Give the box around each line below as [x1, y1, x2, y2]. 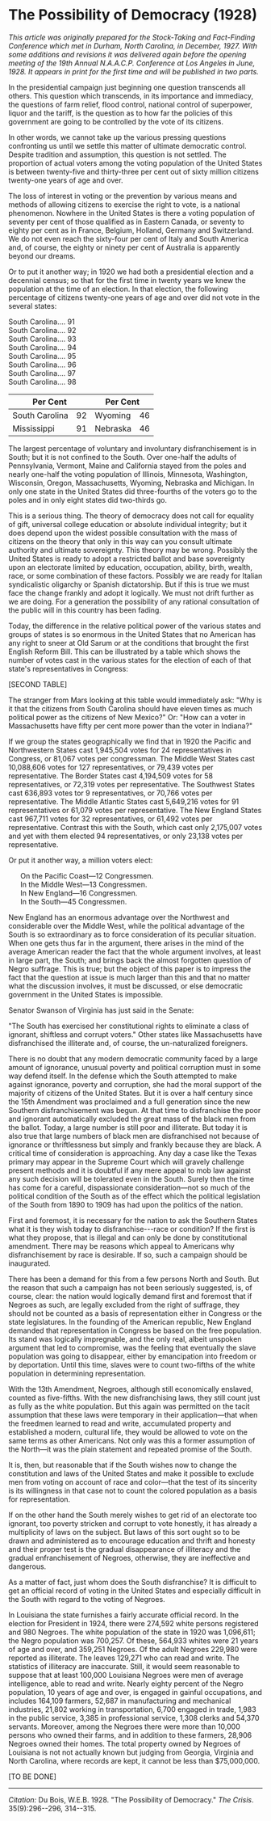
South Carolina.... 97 [8, 368, 77, 377]
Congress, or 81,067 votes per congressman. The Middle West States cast [8, 753, 256, 763]
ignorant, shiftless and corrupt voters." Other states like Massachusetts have [8, 1029, 263, 1039]
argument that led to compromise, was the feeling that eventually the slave [8, 1343, 256, 1352]
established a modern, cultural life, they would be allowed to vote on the [8, 1427, 248, 1436]
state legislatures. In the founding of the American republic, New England [8, 1317, 252, 1326]
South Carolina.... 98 [8, 377, 77, 386]
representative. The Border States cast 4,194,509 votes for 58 [8, 770, 214, 781]
